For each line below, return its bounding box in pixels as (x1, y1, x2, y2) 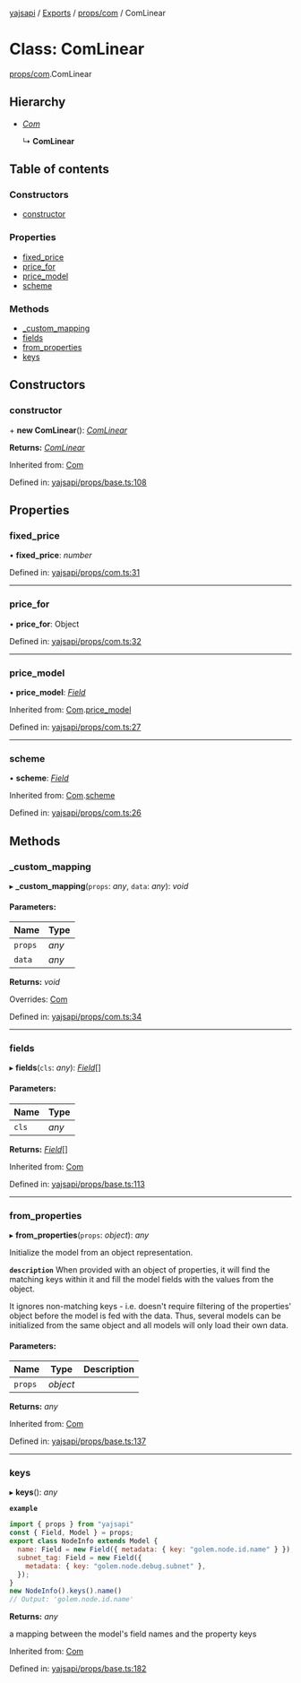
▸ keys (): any (9, 1487, 58, 1497)
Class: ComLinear (9, 39, 145, 59)
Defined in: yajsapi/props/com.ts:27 (9, 721, 142, 732)
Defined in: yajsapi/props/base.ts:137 (9, 1436, 147, 1446)
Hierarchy (9, 94, 66, 110)
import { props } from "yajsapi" (9, 1520, 134, 1529)
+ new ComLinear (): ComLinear (9, 425, 128, 436)
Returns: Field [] (9, 1144, 69, 1154)
